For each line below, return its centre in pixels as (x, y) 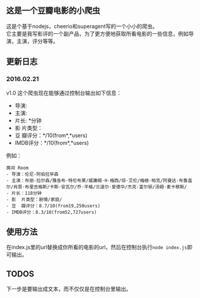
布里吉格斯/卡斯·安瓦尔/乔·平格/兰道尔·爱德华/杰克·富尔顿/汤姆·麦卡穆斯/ (106, 187)
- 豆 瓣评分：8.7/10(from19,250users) (53, 206)
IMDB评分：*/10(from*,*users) (52, 142)
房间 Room (17, 168)
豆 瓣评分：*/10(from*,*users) (51, 135)
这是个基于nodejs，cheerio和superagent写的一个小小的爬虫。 (82, 26)
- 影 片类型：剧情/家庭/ (34, 199)
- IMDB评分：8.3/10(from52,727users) (51, 212)
